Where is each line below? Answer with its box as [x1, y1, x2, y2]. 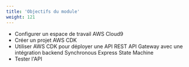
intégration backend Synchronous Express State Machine [14, 49, 154, 56]
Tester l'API [14, 55, 42, 62]
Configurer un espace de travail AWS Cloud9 [14, 30, 123, 37]
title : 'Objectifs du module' [6, 8, 80, 15]
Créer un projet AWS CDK [14, 36, 77, 43]
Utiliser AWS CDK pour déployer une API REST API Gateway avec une [14, 42, 183, 50]
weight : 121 [6, 14, 35, 20]
